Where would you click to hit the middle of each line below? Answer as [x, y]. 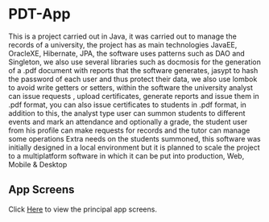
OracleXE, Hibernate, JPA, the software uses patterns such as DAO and [127, 53]
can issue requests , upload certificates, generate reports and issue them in [134, 96]
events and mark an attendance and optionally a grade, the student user [128, 121]
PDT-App [39, 14]
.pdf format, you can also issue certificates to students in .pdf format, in [128, 105]
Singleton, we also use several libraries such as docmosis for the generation [135, 62]
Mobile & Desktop [38, 164]
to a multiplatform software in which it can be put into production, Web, [126, 156]
